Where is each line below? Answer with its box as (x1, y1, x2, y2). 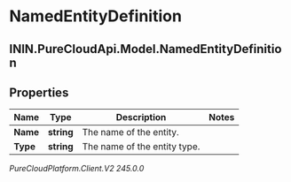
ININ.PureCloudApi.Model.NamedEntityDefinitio (9, 42, 282, 57)
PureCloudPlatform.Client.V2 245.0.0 (9, 163, 145, 174)
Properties (9, 85, 69, 100)
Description (115, 111, 167, 124)
